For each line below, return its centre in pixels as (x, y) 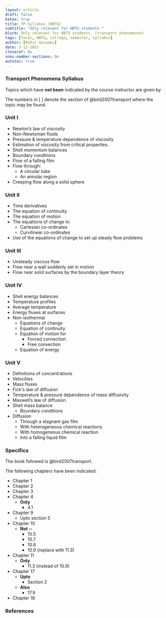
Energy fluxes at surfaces (39, 312)
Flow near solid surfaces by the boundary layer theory (68, 272)
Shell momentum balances (40, 150)
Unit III (13, 251)
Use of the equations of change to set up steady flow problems (77, 238)
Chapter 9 (23, 513)
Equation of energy (39, 350)
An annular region (38, 177)
